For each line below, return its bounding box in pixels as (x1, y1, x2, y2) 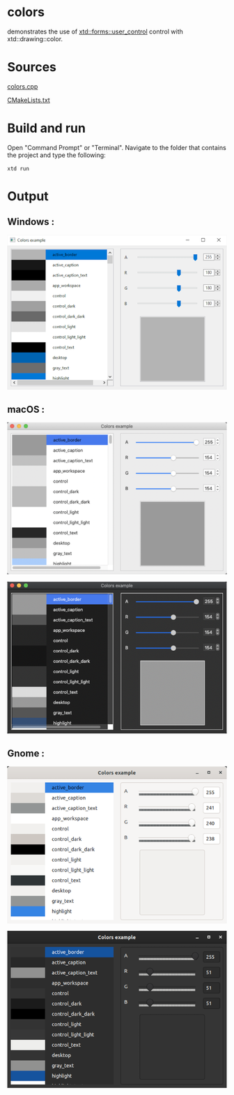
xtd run (7, 165, 30, 172)
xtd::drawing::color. (7, 34, 63, 43)
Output (7, 189, 49, 204)
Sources (7, 59, 57, 75)
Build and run (7, 120, 86, 136)
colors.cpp (7, 82, 38, 91)
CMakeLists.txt (7, 96, 50, 104)
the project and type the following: (7, 151, 106, 159)
